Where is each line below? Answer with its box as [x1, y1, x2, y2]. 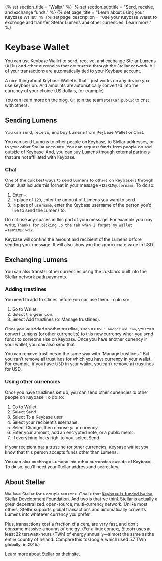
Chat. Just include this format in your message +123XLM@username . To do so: [5, 182, 155, 188]
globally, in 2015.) [5, 542, 40, 547]
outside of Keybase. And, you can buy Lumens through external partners [5, 149, 150, 155]
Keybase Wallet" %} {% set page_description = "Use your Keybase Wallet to [5, 15, 157, 20]
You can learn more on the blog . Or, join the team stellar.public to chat [5, 97, 149, 103]
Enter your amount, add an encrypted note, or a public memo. [12, 429, 135, 436]
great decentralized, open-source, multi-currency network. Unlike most [5, 501, 147, 507]
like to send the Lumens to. [12, 207, 66, 213]
